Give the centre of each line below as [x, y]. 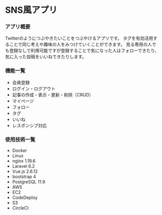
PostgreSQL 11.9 [29, 182]
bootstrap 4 [24, 177]
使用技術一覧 [20, 139]
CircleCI [20, 208]
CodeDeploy [25, 198]
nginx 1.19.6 [24, 161]
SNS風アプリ [31, 10]
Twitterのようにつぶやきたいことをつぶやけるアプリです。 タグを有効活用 [79, 38]
